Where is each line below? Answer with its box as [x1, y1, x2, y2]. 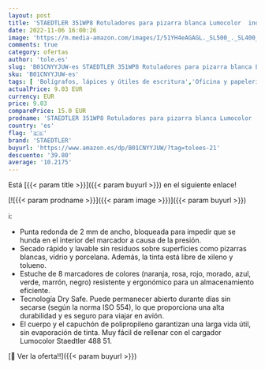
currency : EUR [8, 92, 55, 100]
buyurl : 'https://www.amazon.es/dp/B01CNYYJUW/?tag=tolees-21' [8, 144, 221, 152]
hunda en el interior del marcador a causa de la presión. [19, 235, 202, 245]
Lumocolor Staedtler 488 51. [19, 337, 113, 346]
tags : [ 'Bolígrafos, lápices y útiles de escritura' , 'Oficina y [8, 77, 227, 85]
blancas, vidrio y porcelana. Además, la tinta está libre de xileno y [19, 252, 233, 262]
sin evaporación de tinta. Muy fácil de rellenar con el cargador [19, 328, 222, 337]
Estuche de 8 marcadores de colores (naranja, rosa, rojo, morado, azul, [19, 269, 251, 279]
